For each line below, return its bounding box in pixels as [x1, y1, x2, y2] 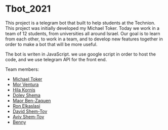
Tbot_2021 [5, 3, 51, 15]
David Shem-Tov [12, 108, 48, 114]
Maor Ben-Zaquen [12, 97, 51, 104]
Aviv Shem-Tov [12, 113, 45, 119]
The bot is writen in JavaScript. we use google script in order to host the [5, 51, 156, 57]
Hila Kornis [12, 86, 35, 93]
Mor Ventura [12, 81, 39, 88]
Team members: [5, 66, 39, 72]
